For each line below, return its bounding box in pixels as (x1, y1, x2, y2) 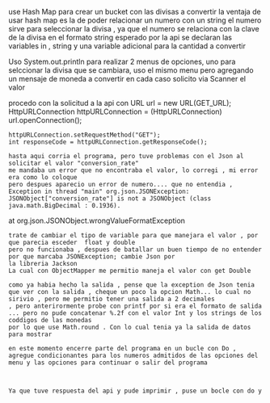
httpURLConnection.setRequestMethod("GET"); (8, 131, 161, 139)
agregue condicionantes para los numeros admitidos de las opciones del (8, 351, 259, 359)
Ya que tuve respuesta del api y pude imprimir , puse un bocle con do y (8, 387, 263, 395)
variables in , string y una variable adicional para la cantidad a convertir (8, 41, 247, 51)
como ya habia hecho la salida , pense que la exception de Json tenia (8, 281, 255, 289)
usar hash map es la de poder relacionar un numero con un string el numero (8, 15, 262, 25)
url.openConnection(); (8, 115, 82, 124)
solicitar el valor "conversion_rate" (8, 159, 139, 167)
